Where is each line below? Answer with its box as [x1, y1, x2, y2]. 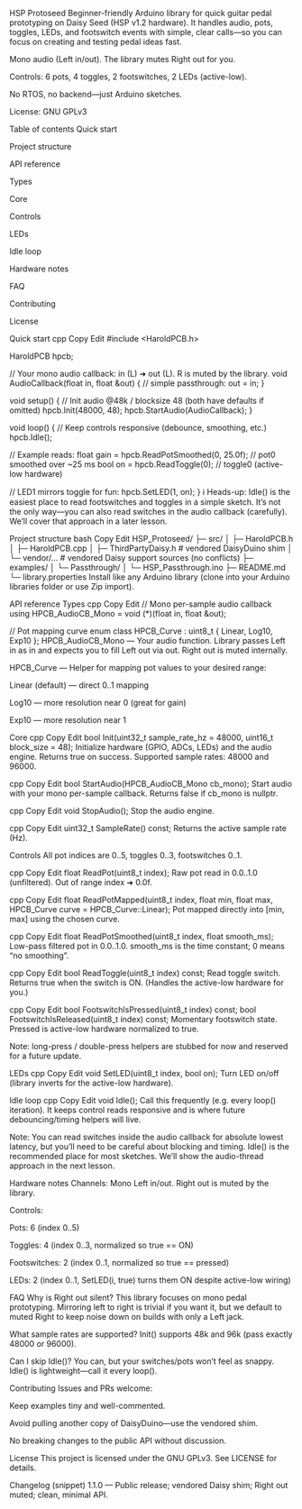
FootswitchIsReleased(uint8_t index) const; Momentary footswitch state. [9, 1014, 278, 1024]
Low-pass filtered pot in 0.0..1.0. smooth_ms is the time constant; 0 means [9, 941, 286, 951]
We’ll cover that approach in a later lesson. [9, 516, 168, 526]
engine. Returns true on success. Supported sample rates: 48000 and [9, 752, 270, 762]
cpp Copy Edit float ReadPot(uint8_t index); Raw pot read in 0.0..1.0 [9, 867, 259, 878]
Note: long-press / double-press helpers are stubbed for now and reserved [9, 1041, 288, 1051]
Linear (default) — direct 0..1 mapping [9, 680, 150, 690]
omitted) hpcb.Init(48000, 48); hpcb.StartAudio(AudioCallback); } [9, 405, 253, 416]
